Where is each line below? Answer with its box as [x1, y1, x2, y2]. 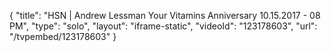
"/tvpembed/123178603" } [9, 31, 117, 42]
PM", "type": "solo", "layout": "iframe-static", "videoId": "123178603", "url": [9, 20, 318, 32]
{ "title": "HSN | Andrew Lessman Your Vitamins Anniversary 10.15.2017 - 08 [9, 10, 321, 21]
